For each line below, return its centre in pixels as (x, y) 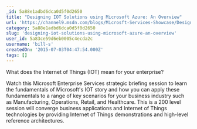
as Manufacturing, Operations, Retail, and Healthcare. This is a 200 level (94, 102)
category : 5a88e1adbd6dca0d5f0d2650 (51, 28)
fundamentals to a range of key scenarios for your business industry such (95, 96)
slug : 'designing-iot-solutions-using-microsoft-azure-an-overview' (91, 33)
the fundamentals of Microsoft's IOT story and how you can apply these (93, 89)
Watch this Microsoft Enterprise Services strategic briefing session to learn (97, 83)
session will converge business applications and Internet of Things (86, 108)
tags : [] (17, 55)
